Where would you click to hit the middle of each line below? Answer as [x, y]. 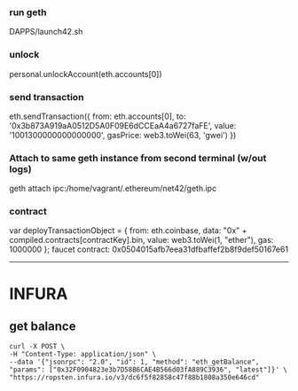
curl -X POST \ [37, 347]
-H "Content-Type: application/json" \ [83, 355]
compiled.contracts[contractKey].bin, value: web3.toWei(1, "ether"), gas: [141, 240]
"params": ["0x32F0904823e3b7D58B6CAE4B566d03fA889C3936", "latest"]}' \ [149, 370]
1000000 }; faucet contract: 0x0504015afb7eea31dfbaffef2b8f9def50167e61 [149, 249]
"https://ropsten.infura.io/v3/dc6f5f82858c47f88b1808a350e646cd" [134, 378]
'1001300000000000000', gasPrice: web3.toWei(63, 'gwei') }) [123, 135]
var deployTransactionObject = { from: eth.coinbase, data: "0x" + [128, 231]
